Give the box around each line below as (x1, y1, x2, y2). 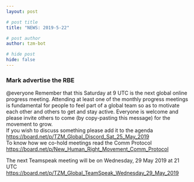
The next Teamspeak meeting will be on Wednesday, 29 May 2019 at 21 (6, 157, 179, 164)
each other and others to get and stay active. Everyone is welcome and (6, 108, 179, 115)
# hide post (6, 51, 35, 58)
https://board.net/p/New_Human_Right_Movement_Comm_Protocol (6, 146, 169, 153)
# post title (6, 19, 38, 25)
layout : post (6, 8, 38, 15)
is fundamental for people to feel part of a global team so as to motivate (6, 102, 180, 109)
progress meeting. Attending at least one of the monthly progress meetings (6, 96, 188, 103)
